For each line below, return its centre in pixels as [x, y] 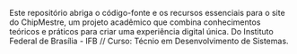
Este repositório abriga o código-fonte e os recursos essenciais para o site [147, 13]
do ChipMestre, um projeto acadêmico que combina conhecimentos [135, 22]
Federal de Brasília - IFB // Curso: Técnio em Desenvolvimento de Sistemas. [149, 41]
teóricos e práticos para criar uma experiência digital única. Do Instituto [141, 31]
